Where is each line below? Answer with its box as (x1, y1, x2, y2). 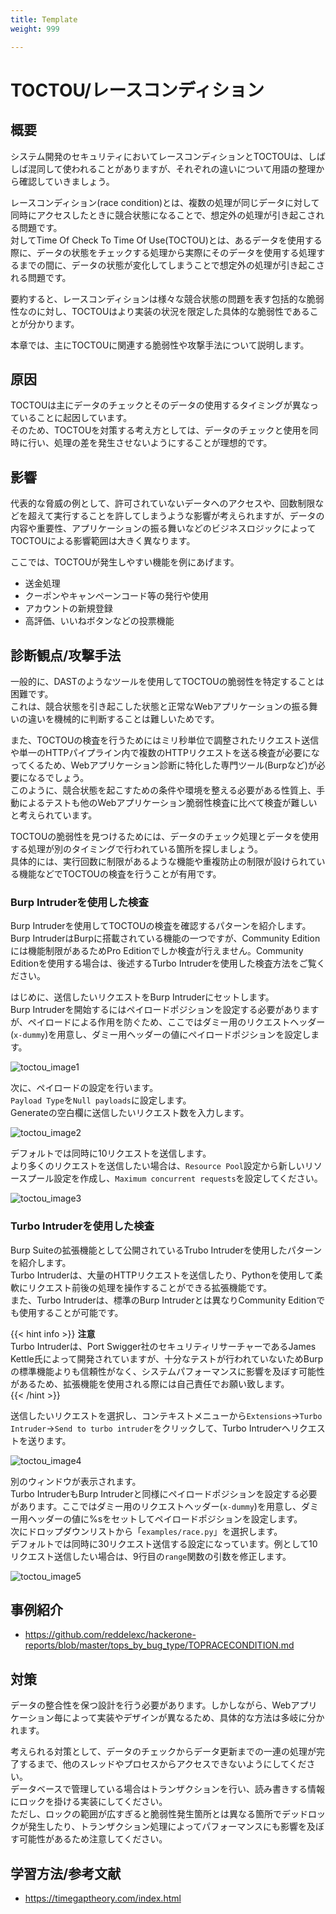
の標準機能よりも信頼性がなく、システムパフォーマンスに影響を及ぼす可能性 (10, 1365, 326, 1377)
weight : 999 (10, 24, 60, 34)
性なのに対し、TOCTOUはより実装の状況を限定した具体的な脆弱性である (10, 305, 310, 317)
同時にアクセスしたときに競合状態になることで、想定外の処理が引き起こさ (10, 209, 317, 221)
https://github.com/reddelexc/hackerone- (24, 1629, 197, 1641)
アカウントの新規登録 (24, 602, 113, 615)
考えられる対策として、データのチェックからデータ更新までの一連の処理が (10, 1746, 317, 1758)
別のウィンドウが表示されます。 (10, 1475, 142, 1487)
